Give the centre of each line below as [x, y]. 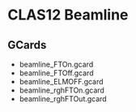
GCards [27, 45]
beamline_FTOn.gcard [56, 64]
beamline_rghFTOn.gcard [62, 90]
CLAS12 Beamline [68, 15]
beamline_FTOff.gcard [56, 73]
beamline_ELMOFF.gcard [61, 82]
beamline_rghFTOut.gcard [63, 99]
